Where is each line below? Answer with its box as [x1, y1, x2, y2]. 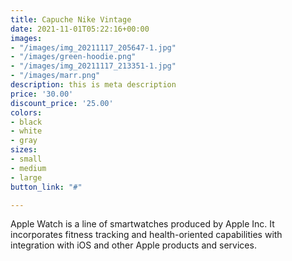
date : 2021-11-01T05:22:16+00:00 [10, 24, 150, 34]
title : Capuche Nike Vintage [10, 14, 132, 25]
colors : [10, 107, 43, 118]
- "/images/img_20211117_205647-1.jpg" [10, 42, 177, 53]
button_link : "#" [10, 182, 83, 192]
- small [10, 154, 43, 164]
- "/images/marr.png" [10, 71, 101, 81]
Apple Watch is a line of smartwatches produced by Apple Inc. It [10, 218, 275, 230]
